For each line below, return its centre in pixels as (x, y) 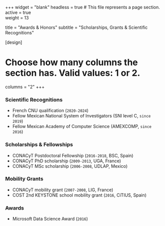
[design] (14, 42)
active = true (18, 12)
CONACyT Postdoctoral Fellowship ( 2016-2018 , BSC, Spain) (73, 155)
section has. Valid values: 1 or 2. (73, 73)
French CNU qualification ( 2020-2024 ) (50, 111)
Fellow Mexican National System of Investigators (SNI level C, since (82, 116)
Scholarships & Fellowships (39, 145)
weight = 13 (17, 18)
